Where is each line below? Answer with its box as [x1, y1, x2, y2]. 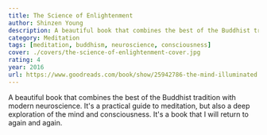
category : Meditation [8, 33, 80, 42]
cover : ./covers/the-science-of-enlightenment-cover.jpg [8, 48, 201, 56]
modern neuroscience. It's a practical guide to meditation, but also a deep [8, 101, 250, 110]
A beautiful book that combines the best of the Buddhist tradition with [8, 92, 237, 102]
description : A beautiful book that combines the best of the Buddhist [8, 26, 250, 34]
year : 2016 [8, 64, 44, 71]
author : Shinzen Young [8, 19, 83, 27]
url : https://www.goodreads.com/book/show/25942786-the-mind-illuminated [8, 71, 258, 79]
